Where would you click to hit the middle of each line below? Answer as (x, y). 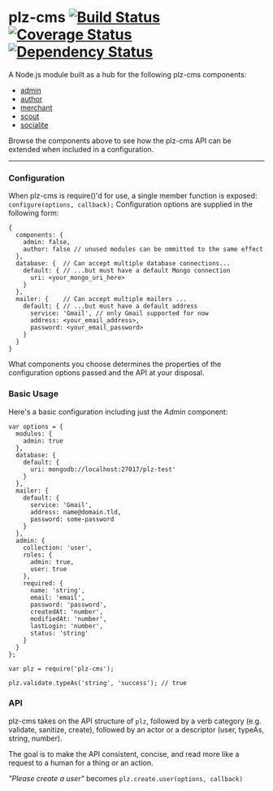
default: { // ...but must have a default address (110, 306)
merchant (36, 107)
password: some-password (72, 519)
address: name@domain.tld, (76, 512)
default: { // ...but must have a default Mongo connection (127, 271)
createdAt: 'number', (67, 612)
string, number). (35, 738)
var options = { (36, 426)
